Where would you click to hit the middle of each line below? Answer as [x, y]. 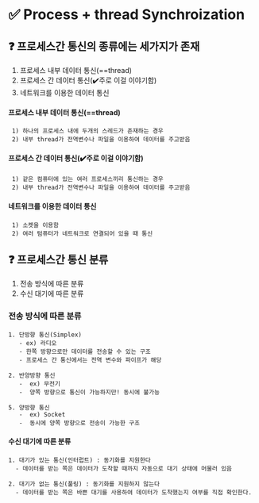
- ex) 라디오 [38, 343]
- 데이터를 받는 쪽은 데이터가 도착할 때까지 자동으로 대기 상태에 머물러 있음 [124, 468]
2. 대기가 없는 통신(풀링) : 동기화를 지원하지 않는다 [84, 484]
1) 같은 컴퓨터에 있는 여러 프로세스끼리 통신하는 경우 [88, 179]
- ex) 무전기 [40, 384]
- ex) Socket [42, 414]
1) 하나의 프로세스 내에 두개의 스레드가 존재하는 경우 [88, 131]
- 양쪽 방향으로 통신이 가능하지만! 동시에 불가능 [89, 392]
